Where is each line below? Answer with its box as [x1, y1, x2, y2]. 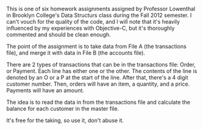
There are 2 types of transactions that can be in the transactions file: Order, [6, 61, 196, 68]
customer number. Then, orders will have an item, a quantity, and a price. [6, 80, 190, 87]
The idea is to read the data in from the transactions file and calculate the [6, 98, 191, 106]
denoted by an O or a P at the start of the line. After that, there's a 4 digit [6, 74, 188, 81]
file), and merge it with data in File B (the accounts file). [6, 49, 145, 56]
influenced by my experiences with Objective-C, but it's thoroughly [6, 24, 175, 32]
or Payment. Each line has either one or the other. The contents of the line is [6, 67, 198, 75]
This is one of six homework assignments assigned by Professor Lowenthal [6, 5, 196, 12]
